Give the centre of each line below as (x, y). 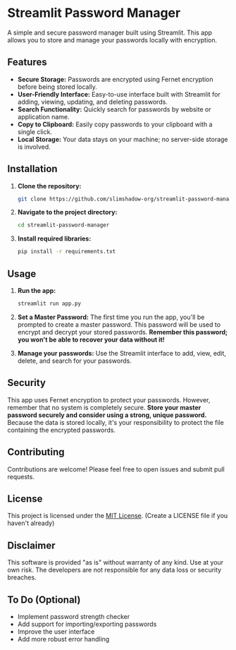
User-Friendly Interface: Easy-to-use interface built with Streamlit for (119, 94)
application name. (43, 116)
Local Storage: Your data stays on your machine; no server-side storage (123, 139)
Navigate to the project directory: (67, 212)
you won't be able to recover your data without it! (91, 339)
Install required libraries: (54, 239)
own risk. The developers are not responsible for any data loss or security (114, 570)
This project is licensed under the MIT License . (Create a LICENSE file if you (118, 516)
